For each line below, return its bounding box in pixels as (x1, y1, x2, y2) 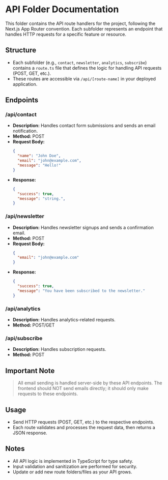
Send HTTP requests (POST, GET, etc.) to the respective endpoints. (12, 418, 154, 425)
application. (12, 81, 38, 87)
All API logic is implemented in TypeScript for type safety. (12, 458, 133, 464)
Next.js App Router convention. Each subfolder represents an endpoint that (5, 25, 163, 32)
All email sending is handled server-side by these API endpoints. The (17, 380, 162, 386)
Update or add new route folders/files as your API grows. (12, 469, 132, 475)
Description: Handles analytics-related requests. (12, 317, 116, 323)
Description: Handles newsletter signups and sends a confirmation (12, 224, 154, 230)
